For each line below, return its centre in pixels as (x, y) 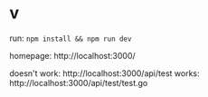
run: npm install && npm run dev (71, 38)
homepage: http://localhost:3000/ (72, 55)
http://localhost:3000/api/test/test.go (79, 82)
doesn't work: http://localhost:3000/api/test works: (104, 73)
